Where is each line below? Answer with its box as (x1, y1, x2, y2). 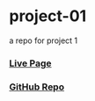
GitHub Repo (9, 81, 64, 93)
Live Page (9, 57, 52, 69)
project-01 (9, 6, 87, 26)
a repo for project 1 (9, 35, 78, 46)
